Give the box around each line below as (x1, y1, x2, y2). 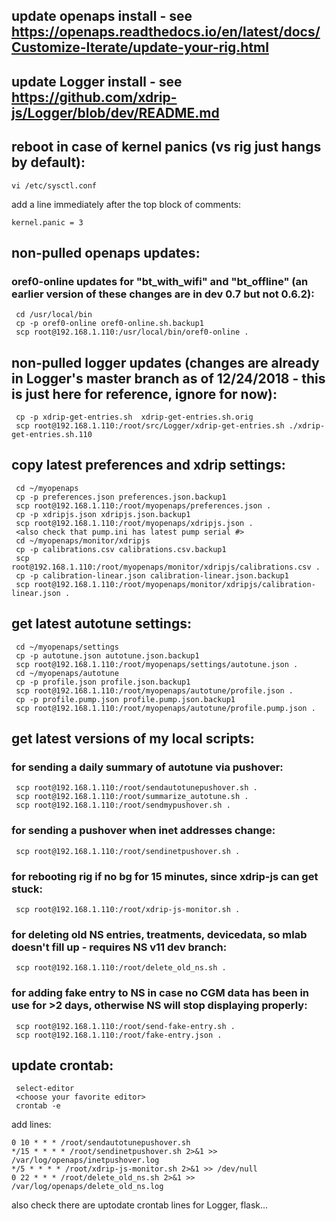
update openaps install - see (11, 8, 193, 25)
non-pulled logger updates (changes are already (11, 354, 320, 371)
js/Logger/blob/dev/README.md (11, 104, 220, 121)
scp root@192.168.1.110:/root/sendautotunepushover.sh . (15, 783, 258, 793)
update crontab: (11, 1057, 114, 1074)
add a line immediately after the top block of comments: (11, 198, 242, 210)
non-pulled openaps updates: (11, 244, 201, 261)
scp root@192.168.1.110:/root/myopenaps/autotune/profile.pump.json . (15, 703, 316, 713)
